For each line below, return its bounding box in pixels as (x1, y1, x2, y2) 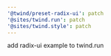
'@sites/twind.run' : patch (7, 16, 85, 23)
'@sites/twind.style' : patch (7, 23, 92, 29)
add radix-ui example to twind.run (7, 42, 104, 50)
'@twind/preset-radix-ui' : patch (7, 10, 104, 17)
